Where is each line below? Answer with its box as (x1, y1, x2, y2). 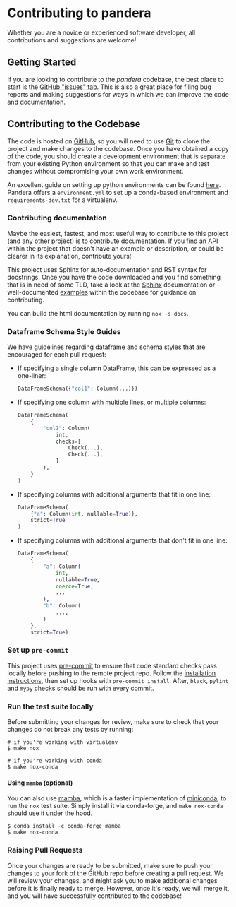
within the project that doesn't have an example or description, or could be (7, 244, 224, 252)
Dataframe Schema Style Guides (7, 326, 121, 336)
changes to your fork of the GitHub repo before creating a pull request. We (7, 869, 224, 877)
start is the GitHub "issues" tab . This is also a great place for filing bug (7, 83, 211, 91)
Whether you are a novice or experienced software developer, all (7, 28, 196, 37)
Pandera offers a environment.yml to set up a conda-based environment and (7, 188, 229, 196)
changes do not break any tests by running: (7, 725, 134, 734)
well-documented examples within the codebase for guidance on (7, 287, 197, 296)
